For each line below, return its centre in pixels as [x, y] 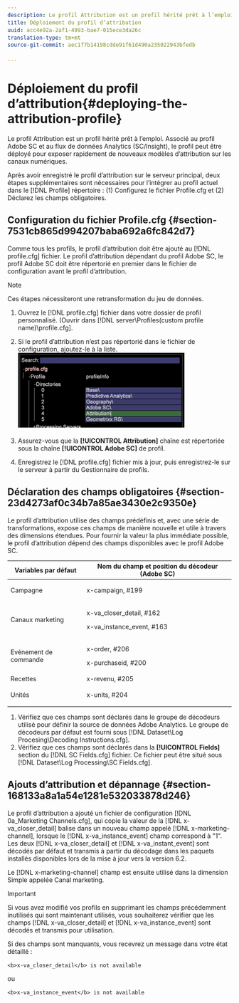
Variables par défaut [46, 570]
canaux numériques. [37, 161]
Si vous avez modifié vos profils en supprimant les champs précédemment [117, 907]
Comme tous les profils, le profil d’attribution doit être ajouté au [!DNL [109, 248]
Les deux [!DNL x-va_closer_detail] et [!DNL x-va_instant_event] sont [108, 843]
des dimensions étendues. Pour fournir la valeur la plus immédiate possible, [118, 535]
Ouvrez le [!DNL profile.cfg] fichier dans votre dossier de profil [109, 313]
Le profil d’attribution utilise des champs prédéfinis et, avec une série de [113, 520]
